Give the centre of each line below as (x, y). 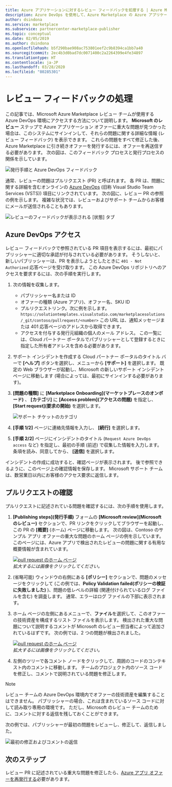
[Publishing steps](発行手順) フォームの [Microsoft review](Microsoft (87, 517)
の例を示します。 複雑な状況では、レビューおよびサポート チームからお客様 (85, 200)
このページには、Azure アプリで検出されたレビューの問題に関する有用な (89, 542)
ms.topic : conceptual (28, 34)
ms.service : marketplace (32, 24)
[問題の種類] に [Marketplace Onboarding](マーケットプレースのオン (86, 393)
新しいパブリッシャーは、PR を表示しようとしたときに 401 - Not (74, 261)
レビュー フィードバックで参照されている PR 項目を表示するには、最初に (82, 248)
